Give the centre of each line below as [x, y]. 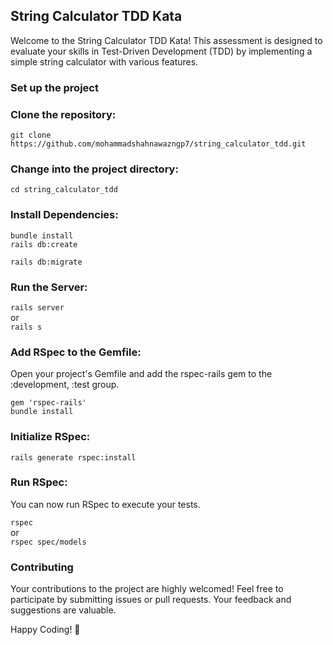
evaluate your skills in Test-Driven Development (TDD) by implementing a [161, 51]
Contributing [42, 567]
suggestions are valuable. [63, 610]
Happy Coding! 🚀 [45, 630]
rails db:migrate [46, 262]
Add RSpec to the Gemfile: [76, 352]
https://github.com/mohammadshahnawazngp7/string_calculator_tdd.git [158, 144]
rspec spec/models [48, 542]
